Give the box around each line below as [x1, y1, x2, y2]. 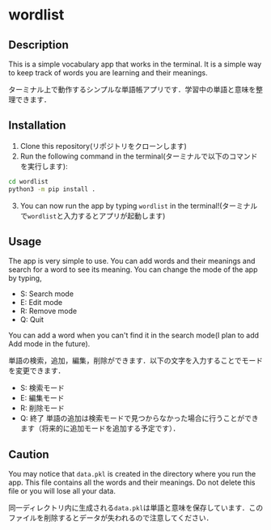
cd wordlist [8, 177, 49, 185]
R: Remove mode [19, 306, 78, 316]
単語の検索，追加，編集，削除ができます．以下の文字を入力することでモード [8, 356, 264, 366]
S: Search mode [19, 289, 74, 299]
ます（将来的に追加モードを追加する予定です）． [19, 423, 180, 434]
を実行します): [19, 161, 68, 171]
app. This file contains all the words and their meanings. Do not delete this [8, 477, 256, 487]
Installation [8, 119, 66, 133]
